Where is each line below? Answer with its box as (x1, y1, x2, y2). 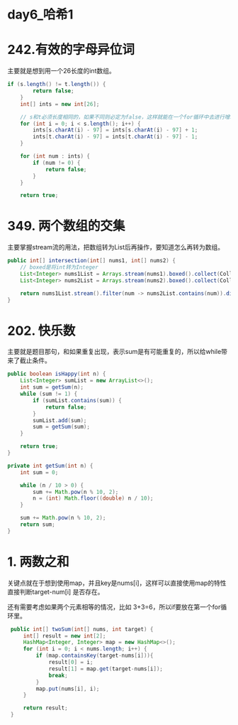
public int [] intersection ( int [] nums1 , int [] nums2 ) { (7, 257, 176, 264)
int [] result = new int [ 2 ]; (23, 632, 106, 640)
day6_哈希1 (7, 6, 74, 23)
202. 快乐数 (7, 323, 76, 338)
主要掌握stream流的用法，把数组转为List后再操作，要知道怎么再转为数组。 (7, 243, 225, 252)
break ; (48, 672, 69, 679)
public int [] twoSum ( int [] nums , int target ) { (10, 625, 154, 633)
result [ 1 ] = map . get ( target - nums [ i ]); (48, 665, 163, 672)
